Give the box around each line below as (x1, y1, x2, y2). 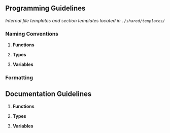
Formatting (5, 74, 33, 81)
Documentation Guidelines (5, 90, 92, 98)
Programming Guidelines (5, 4, 86, 13)
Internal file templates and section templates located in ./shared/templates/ (5, 17, 165, 23)
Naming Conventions (5, 30, 59, 37)
